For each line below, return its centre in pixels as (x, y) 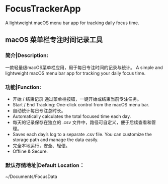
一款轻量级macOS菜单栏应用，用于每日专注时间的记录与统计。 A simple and (84, 67)
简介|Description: (27, 55)
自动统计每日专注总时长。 (39, 110)
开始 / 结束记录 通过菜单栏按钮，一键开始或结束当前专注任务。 (77, 99)
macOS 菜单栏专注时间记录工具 (54, 40)
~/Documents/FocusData (31, 176)
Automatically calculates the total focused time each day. (72, 116)
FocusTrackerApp (43, 9)
